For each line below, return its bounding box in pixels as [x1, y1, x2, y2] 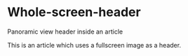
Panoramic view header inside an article [7, 27, 123, 36]
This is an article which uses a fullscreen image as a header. [7, 41, 181, 49]
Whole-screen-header [7, 4, 142, 20]
